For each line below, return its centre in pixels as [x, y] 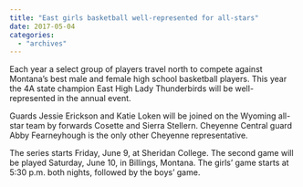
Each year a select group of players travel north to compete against [136, 69]
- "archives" [42, 43]
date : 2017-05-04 [42, 26]
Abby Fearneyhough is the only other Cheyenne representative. [129, 135]
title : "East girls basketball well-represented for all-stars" [134, 18]
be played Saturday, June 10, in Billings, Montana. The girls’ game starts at [149, 163]
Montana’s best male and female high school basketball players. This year [148, 79]
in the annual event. [94, 99]
